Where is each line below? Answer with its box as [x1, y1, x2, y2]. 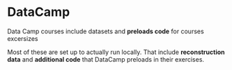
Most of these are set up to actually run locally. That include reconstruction [7, 48, 225, 56]
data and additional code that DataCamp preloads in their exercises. [7, 55, 204, 63]
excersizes [7, 34, 38, 42]
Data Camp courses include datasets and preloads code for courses [7, 27, 204, 35]
